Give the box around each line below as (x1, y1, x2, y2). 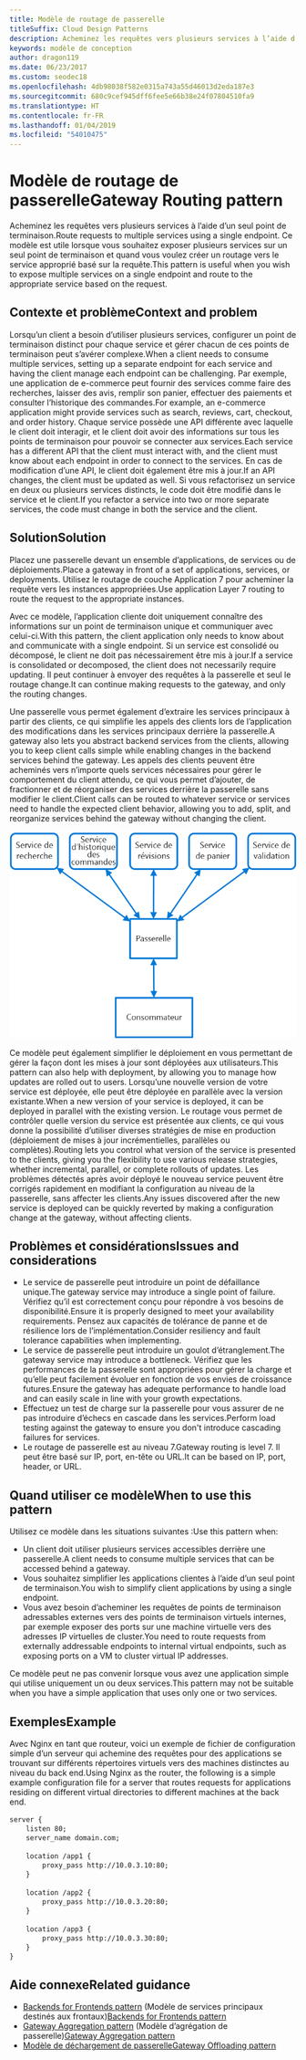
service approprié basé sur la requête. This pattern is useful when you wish (9, 259, 291, 270)
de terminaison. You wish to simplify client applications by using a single (22, 1583, 292, 1594)
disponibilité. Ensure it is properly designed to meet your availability (22, 1306, 275, 1317)
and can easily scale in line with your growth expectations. (22, 1393, 243, 1405)
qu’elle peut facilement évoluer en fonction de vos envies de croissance (22, 1374, 293, 1385)
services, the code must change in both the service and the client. (9, 503, 258, 515)
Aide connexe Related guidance (9, 1977, 191, 1992)
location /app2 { (25, 1888, 92, 1898)
